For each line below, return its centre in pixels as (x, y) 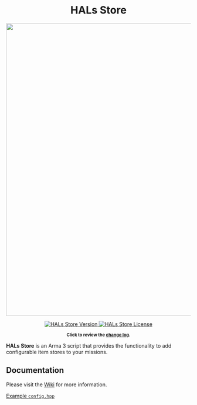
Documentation (35, 370)
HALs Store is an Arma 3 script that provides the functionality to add (89, 345)
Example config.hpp (30, 396)
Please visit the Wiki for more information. (57, 385)
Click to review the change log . (98, 335)
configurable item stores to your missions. (57, 352)
